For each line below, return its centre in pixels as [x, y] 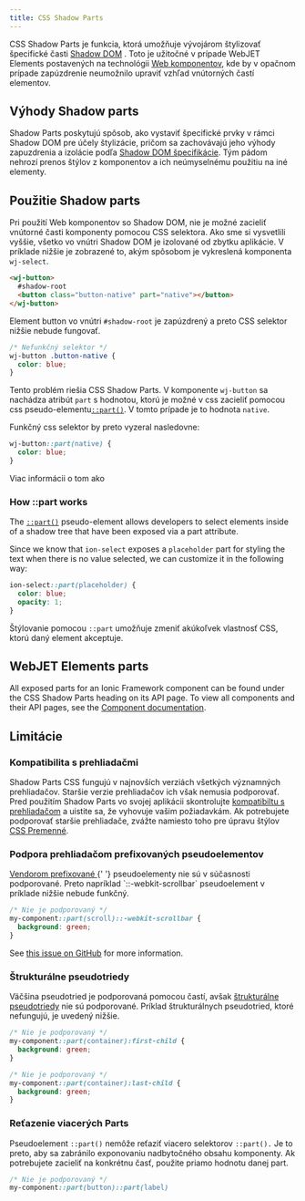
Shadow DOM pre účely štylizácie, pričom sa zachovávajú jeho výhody [142, 143]
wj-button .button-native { [63, 356]
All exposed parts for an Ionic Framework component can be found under [147, 689]
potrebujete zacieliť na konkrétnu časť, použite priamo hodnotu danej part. [149, 1163]
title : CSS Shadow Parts [56, 18]
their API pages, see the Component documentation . [108, 708]
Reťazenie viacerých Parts [69, 1123]
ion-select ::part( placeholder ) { [73, 585]
